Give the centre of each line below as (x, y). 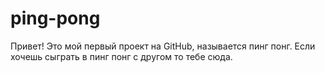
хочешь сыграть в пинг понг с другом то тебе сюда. (121, 56)
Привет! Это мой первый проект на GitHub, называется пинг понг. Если (163, 46)
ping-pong (55, 18)
